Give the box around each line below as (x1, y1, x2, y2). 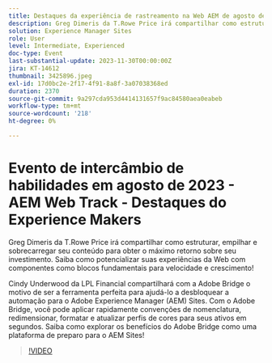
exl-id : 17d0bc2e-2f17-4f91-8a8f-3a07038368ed (8, 79, 168, 87)
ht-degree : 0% (8, 117, 57, 125)
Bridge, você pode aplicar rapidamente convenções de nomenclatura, (8, 304, 241, 314)
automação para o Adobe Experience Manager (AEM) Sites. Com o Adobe (8, 296, 256, 306)
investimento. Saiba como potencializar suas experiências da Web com (8, 254, 246, 264)
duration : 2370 (8, 87, 60, 95)
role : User (8, 34, 45, 43)
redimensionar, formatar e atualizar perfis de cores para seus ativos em (8, 313, 247, 323)
